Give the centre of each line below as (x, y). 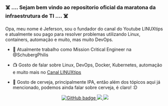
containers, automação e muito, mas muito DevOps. (59, 40)
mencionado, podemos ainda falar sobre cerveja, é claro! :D (75, 88)
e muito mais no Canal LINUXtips (47, 73)
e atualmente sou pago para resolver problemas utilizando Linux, (73, 34)
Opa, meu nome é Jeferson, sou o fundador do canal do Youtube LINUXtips (84, 29)
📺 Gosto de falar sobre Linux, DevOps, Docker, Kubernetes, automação (87, 65)
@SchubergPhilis (30, 55)
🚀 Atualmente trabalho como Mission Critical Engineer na (72, 50)
